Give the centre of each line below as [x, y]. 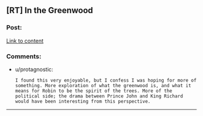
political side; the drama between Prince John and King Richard [99, 96]
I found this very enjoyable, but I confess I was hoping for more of [106, 80]
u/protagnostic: [34, 69]
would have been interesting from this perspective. [83, 101]
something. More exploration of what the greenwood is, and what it [103, 85]
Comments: [24, 56]
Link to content [25, 41]
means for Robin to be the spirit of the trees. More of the [94, 91]
